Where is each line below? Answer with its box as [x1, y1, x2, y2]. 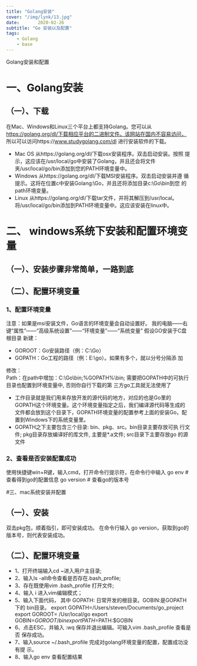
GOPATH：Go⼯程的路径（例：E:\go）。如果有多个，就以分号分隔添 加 [14, 354, 183, 362]
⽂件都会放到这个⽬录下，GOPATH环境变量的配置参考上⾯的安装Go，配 [14, 409, 187, 416]
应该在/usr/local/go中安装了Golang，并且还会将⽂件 [30, 157, 156, 165]
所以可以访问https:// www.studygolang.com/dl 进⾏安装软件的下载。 [6, 138, 170, 145]
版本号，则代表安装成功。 [6, 532, 68, 539]
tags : [6, 31, 19, 36]
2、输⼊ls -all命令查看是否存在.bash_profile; [14, 575, 121, 582]
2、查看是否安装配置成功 [6, 454, 76, 462]
